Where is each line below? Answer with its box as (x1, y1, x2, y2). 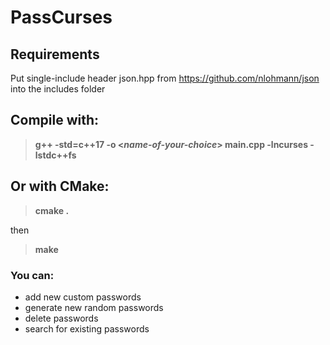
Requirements (10, 46, 100, 63)
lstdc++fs (34, 149, 77, 161)
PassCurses (10, 6, 113, 29)
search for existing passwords (24, 322, 150, 335)
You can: (10, 268, 55, 282)
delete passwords (24, 312, 99, 324)
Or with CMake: (10, 178, 110, 195)
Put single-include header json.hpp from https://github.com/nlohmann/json (10, 72, 320, 84)
